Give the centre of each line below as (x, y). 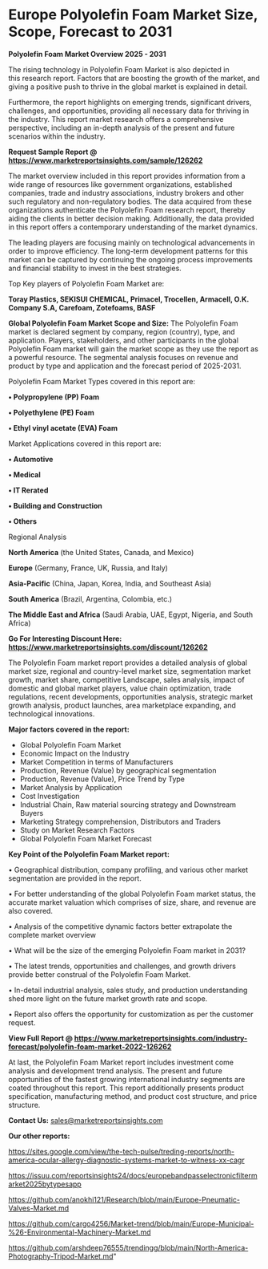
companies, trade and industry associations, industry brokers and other (126, 193)
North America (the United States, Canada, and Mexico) (101, 552)
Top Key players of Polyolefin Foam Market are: (86, 283)
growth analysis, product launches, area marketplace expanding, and (122, 705)
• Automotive (31, 459)
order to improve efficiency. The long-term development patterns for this (128, 251)
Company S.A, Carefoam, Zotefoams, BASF (82, 307)
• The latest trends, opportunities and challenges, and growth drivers (122, 966)
